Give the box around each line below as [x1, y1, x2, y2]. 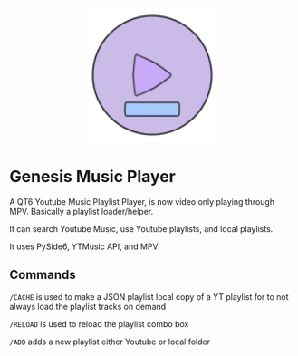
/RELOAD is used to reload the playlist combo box [9, 318, 189, 329]
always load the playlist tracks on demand [9, 301, 167, 312]
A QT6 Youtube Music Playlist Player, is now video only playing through [9, 196, 274, 207]
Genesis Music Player [9, 167, 177, 188]
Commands [9, 267, 77, 283]
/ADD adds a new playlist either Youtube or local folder [9, 336, 211, 347]
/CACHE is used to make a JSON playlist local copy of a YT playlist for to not [9, 291, 289, 302]
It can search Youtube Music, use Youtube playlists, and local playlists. [9, 223, 274, 234]
